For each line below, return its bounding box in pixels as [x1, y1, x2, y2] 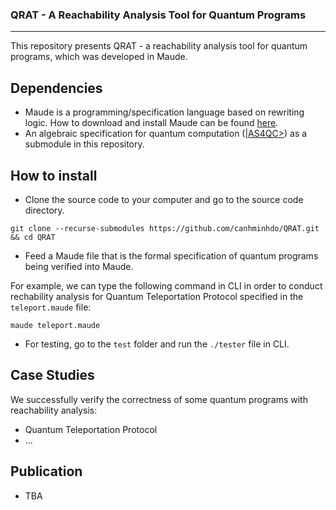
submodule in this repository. [24, 138, 145, 150]
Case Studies [10, 367, 95, 384]
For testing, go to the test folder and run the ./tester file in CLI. [24, 338, 290, 350]
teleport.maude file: [10, 301, 92, 313]
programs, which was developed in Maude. [10, 51, 188, 63]
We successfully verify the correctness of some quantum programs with [10, 393, 308, 405]
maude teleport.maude [10, 320, 101, 330]
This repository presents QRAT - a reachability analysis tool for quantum [10, 40, 308, 52]
